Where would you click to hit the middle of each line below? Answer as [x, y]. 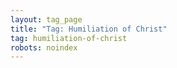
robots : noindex [44, 47]
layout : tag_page [46, 19]
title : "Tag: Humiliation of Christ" [89, 29]
